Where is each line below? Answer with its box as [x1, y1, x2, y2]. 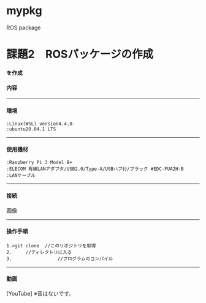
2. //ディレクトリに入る [6, 249, 72, 255]
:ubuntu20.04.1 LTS [6, 126, 56, 132]
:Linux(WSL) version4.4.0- [6, 121, 75, 127]
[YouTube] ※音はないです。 [6, 290, 75, 297]
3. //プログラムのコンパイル [6, 255, 113, 262]
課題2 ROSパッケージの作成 [6, 47, 154, 61]
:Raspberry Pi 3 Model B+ [6, 160, 72, 166]
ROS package [6, 24, 41, 31]
